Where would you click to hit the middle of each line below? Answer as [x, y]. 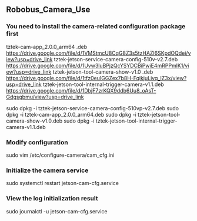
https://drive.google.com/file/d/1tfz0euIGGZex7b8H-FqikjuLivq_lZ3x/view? [96, 78]
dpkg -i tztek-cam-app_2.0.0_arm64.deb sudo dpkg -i [71, 114]
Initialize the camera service [47, 170]
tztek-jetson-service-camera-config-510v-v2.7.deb [116, 59]
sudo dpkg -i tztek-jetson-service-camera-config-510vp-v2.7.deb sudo [93, 108]
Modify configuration [37, 142]
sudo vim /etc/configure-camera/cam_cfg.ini [60, 155]
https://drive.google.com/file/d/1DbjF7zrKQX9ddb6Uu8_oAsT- [81, 90]
